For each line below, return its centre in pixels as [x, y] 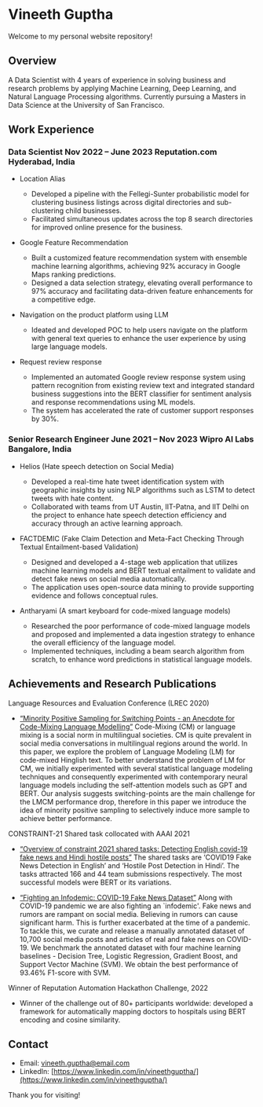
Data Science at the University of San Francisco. [86, 104]
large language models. [69, 346]
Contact [28, 1044]
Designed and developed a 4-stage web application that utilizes [134, 562]
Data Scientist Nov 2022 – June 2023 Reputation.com [113, 152]
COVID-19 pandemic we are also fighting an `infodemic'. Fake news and [135, 906]
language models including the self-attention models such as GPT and [133, 785]
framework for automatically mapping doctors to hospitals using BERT [133, 1011]
